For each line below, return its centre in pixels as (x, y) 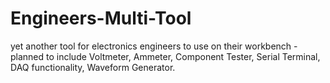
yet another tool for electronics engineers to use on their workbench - (154, 46)
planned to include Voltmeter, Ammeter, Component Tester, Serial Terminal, (165, 56)
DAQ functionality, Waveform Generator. (93, 67)
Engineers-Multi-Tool (101, 18)
